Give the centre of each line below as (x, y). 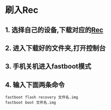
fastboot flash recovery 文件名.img (42, 97)
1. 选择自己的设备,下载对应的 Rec (54, 30)
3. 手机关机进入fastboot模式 (48, 66)
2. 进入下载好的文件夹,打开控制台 (55, 48)
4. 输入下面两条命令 (35, 85)
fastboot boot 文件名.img (31, 103)
